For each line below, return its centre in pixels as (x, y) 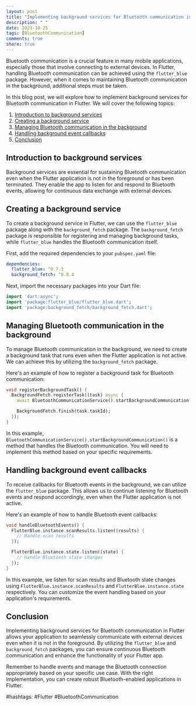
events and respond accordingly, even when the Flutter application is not (94, 497)
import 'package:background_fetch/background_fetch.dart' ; (79, 307)
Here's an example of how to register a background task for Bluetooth (90, 373)
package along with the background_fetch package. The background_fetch (95, 229)
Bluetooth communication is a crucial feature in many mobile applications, (95, 61)
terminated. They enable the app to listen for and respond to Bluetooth (91, 184)
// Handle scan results (45, 536)
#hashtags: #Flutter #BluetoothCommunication (62, 697)
